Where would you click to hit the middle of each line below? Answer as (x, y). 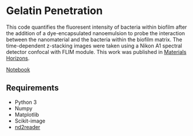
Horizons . (18, 58)
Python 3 (26, 102)
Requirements (32, 88)
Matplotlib (27, 114)
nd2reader (27, 127)
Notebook (18, 69)
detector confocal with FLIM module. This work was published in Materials (96, 52)
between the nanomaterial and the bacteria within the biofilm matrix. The (94, 39)
